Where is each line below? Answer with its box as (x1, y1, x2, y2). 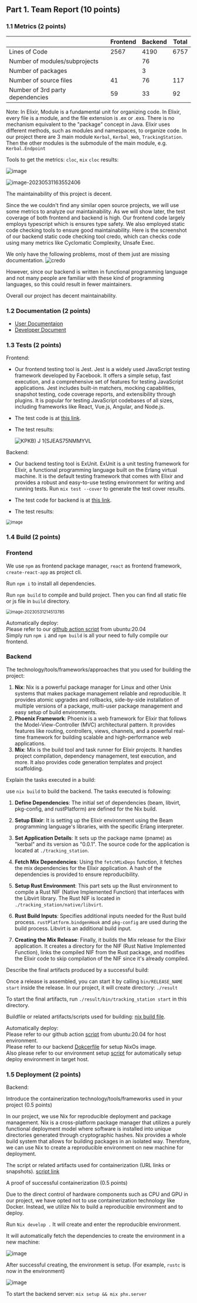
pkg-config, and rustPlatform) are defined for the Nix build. (14, 805, 157, 812)
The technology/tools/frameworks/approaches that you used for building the (6, 666, 191, 673)
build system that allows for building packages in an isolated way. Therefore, (6, 1138, 191, 1145)
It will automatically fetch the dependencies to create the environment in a (6, 1232, 185, 1239)
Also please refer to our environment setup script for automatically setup (6, 1049, 182, 1057)
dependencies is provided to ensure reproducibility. (14, 871, 140, 878)
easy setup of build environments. (14, 708, 97, 715)
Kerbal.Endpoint (6, 145, 46, 152)
